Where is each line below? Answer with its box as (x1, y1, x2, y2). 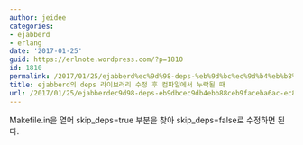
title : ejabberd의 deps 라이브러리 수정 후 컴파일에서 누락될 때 (9, 80, 226, 89)
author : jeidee (9, 13, 67, 23)
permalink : (9, 72, 50, 81)
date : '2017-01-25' (9, 47, 83, 56)
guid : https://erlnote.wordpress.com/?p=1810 (9, 55, 183, 64)
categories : (9, 22, 54, 31)
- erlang (9, 38, 42, 48)
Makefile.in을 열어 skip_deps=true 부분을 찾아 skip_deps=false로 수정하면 (9, 114, 276, 125)
